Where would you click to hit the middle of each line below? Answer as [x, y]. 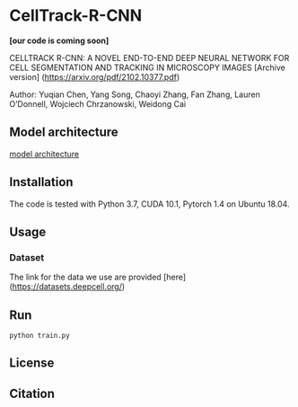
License [32, 363]
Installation [41, 182]
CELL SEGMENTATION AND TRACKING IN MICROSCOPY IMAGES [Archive [147, 67]
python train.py [39, 336]
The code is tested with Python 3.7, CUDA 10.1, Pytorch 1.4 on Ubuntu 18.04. [149, 204]
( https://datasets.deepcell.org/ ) [67, 287]
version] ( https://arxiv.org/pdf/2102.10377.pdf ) [95, 76]
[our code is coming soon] [59, 40]
